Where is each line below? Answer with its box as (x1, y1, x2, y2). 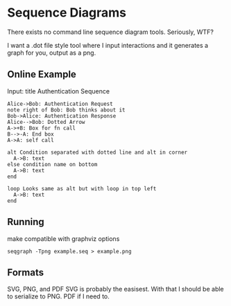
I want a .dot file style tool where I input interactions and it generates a (7, 41, 209, 49)
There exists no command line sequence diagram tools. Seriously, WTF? (7, 28, 214, 36)
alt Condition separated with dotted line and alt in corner (7, 149, 188, 156)
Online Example (7, 69, 76, 80)
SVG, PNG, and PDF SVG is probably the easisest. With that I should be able (7, 285, 224, 294)
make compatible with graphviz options (7, 234, 120, 243)
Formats (7, 267, 44, 278)
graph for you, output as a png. (7, 48, 96, 57)
